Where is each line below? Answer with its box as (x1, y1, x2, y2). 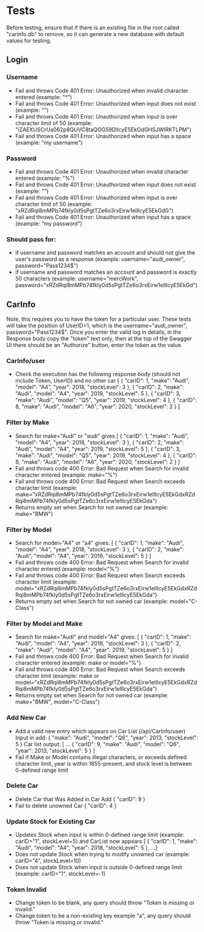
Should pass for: (6, 235, 57, 243)
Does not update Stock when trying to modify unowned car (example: (15, 851, 190, 858)
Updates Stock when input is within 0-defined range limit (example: (15, 831, 185, 838)
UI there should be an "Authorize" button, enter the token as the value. (6, 342, 183, 349)
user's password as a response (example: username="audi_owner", (15, 255, 185, 263)
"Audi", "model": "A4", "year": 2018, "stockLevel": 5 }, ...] (15, 844, 158, 851)
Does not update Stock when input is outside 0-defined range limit (15, 864, 183, 871)
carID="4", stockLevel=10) (15, 857, 82, 865)
